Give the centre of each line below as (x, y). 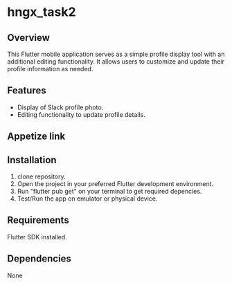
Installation (32, 160)
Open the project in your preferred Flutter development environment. (115, 184)
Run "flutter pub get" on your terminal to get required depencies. (109, 192)
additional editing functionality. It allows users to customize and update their (116, 62)
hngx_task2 (42, 12)
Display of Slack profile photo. (60, 107)
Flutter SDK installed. (37, 237)
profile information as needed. (50, 69)
